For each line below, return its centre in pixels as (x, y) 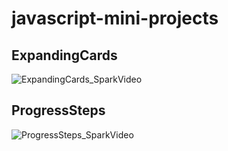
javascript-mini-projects (115, 18)
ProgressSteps (58, 110)
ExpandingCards (64, 55)
